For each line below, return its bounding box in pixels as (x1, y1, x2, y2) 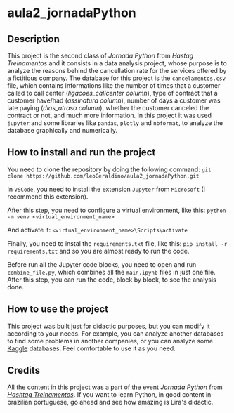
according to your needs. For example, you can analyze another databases (7, 329, 224, 338)
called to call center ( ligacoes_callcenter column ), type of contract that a (7, 89, 218, 97)
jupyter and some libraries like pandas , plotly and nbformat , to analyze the (7, 119, 223, 127)
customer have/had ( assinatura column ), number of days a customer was (7, 96, 221, 105)
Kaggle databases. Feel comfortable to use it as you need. (7, 344, 176, 353)
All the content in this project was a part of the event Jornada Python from (7, 383, 223, 391)
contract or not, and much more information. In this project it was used (7, 111, 212, 119)
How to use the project (7, 303, 109, 315)
